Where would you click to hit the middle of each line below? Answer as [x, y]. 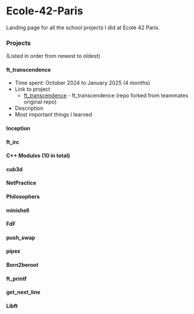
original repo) [40, 102]
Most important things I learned [53, 115]
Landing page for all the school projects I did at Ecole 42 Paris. [83, 27]
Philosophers [23, 196]
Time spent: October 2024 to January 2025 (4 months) [82, 83]
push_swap [21, 238]
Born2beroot [22, 264]
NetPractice [21, 183]
